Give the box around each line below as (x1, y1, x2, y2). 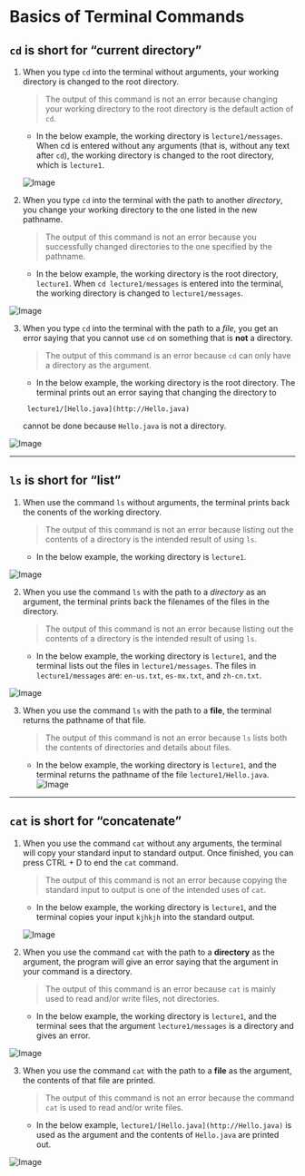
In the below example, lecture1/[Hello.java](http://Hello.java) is (35, 1119, 292, 1131)
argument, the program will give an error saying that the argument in (22, 955, 279, 967)
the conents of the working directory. (22, 506, 162, 517)
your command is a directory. (22, 965, 133, 976)
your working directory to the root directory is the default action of (44, 103, 294, 114)
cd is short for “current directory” (9, 43, 202, 58)
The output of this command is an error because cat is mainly (44, 983, 277, 995)
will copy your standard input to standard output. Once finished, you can (22, 847, 294, 858)
